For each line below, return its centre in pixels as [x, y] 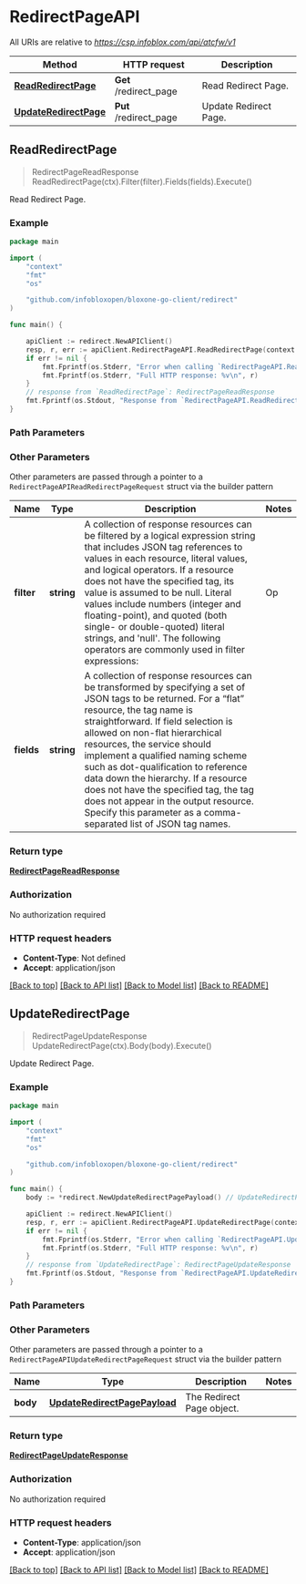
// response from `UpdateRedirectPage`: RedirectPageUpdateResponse [158, 1265]
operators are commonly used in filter [165, 650]
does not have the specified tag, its [159, 581]
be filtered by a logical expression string [170, 536]
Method [60, 64]
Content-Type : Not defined [74, 958]
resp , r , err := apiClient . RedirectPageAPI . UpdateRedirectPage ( [150, 1222]
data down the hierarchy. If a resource [166, 778]
